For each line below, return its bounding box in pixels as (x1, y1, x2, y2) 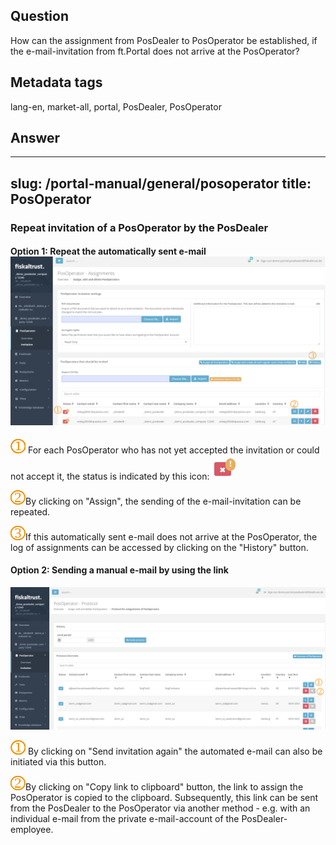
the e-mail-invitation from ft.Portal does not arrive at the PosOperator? (10, 45, 300, 57)
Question (10, 8, 69, 25)
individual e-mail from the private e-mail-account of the (10, 813, 240, 825)
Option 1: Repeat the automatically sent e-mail (10, 245, 207, 258)
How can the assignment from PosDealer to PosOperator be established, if (10, 34, 318, 46)
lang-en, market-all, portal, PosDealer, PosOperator (10, 100, 222, 113)
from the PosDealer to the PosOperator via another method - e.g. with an (10, 802, 311, 814)
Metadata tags (10, 74, 103, 91)
